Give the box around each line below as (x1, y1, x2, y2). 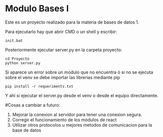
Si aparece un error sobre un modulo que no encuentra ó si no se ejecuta (5, 69, 154, 75)
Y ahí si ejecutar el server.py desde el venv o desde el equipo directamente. (5, 92, 159, 98)
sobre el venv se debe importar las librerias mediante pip (5, 74, 120, 80)
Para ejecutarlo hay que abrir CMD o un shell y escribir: (5, 28, 117, 34)
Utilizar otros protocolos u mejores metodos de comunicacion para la (12, 122, 152, 128)
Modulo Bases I (5, 3, 69, 14)
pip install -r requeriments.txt (5, 84, 74, 89)
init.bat (5, 38, 23, 43)
